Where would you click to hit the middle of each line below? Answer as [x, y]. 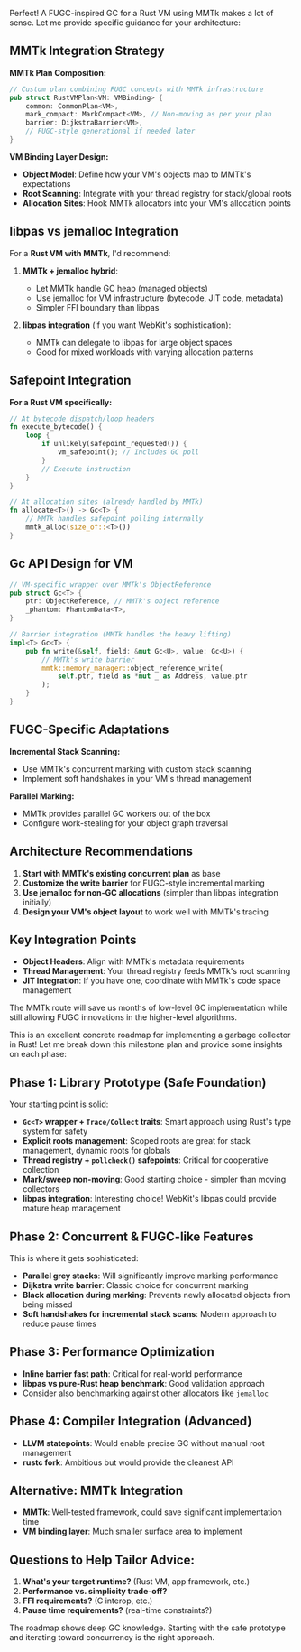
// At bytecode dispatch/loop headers [82, 419]
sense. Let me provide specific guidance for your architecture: [125, 23]
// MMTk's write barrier [88, 659]
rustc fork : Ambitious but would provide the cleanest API [128, 1462]
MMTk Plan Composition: [58, 72]
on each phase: [38, 1054]
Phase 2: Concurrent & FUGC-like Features [132, 1236]
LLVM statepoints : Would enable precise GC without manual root [144, 1443]
